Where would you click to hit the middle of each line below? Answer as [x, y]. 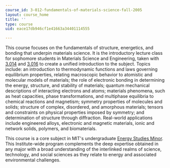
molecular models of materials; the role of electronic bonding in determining [85, 80]
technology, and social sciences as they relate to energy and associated [81, 155]
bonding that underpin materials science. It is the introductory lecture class [84, 53]
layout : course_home [27, 15]
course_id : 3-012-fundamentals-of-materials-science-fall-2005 [74, 10]
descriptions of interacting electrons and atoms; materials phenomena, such [85, 91]
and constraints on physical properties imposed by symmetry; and [75, 113]
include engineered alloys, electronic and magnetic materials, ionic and [80, 123]
